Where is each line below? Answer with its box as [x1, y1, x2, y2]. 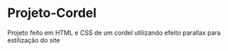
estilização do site [7, 35, 60, 44]
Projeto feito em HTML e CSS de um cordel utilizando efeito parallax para [7, 28, 221, 37]
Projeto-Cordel [7, 5, 97, 21]
